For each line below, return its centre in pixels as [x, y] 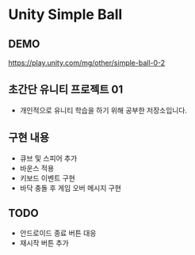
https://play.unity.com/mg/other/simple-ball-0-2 [87, 63]
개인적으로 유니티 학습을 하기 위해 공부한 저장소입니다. [103, 110]
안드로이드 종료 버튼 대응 [58, 233]
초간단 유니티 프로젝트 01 [66, 90]
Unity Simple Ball [65, 15]
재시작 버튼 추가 [44, 243]
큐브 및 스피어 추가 [48, 158]
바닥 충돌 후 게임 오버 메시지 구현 [70, 188]
